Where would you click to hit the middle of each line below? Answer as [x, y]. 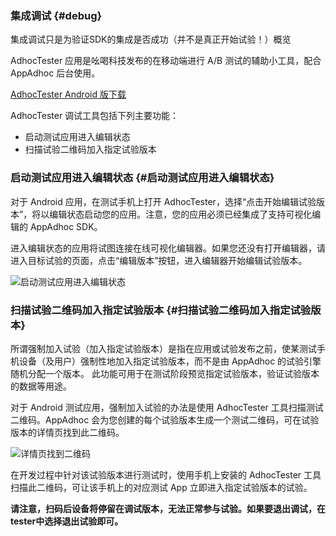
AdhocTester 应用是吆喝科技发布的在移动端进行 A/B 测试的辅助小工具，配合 [166, 61]
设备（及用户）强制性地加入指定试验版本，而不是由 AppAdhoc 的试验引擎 [170, 361]
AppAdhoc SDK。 [66, 226]
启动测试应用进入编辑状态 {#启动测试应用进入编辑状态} [142, 178]
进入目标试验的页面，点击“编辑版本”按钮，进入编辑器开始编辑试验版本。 [159, 260]
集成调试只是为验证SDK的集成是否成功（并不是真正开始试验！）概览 [151, 39]
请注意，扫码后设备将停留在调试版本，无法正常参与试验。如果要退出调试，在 [168, 508]
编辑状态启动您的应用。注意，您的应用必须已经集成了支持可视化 [181, 214]
